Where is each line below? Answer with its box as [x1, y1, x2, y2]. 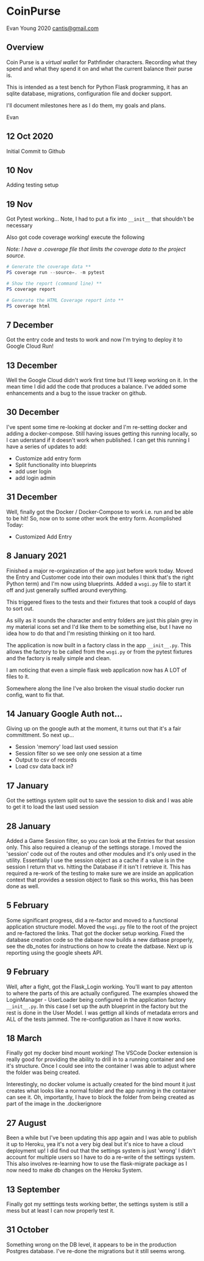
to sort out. [6, 605, 34, 612]
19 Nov [6, 199, 33, 209]
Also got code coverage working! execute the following [6, 233, 145, 241]
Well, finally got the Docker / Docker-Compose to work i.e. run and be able [6, 508, 194, 515]
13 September [6, 1184, 60, 1194]
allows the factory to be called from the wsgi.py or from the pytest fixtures [6, 648, 193, 655]
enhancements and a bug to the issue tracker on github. [6, 389, 147, 397]
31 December [6, 492, 58, 502]
